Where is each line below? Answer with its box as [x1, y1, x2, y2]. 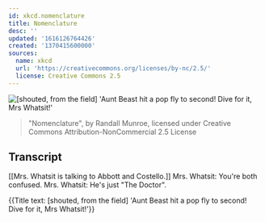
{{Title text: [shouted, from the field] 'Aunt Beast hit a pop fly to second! [8, 195, 247, 206]
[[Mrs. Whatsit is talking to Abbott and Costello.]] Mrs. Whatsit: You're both [8, 171, 258, 182]
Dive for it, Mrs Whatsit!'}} [8, 204, 95, 214]
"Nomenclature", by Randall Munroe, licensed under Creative [27, 118, 232, 128]
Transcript [8, 150, 62, 164]
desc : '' [8, 27, 38, 35]
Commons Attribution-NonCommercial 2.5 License [27, 127, 197, 136]
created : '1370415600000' [8, 42, 95, 50]
